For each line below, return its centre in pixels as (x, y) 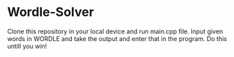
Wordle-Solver (51, 12)
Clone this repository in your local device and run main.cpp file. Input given (115, 31)
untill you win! (27, 46)
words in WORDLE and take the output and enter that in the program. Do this (117, 38)
